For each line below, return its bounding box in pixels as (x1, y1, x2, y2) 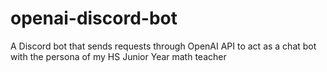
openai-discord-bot (10, 7, 178, 30)
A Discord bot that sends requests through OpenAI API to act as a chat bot (10, 40, 317, 52)
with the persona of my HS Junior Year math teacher (10, 50, 227, 62)
